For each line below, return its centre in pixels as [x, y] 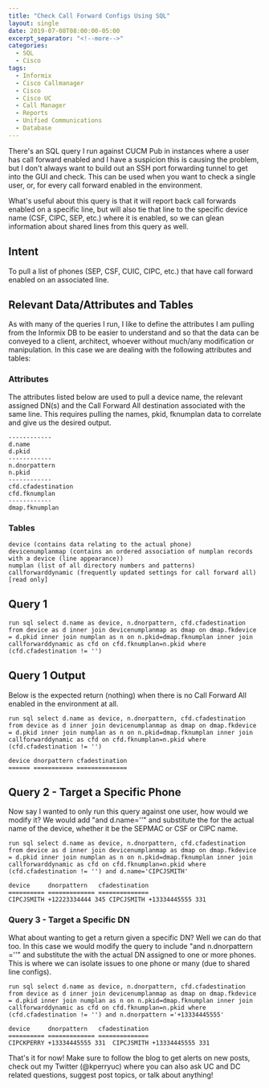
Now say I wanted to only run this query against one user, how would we [128, 812]
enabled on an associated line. [59, 279]
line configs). [30, 971]
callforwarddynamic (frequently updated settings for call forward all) [132, 572]
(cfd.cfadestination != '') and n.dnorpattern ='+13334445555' [116, 1015]
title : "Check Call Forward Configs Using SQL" [90, 16]
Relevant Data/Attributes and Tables [101, 305]
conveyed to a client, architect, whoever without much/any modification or [131, 341]
